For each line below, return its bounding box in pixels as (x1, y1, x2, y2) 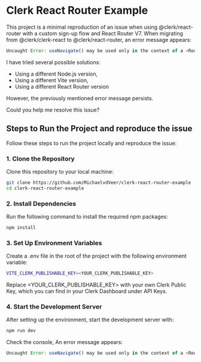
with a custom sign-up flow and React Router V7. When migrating (22, 29, 184, 37)
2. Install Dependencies (6, 199, 77, 207)
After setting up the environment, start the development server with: (6, 316, 174, 324)
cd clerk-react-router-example (6, 185, 84, 191)
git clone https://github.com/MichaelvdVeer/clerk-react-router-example (6, 179, 191, 186)
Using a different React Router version (14, 83, 109, 90)
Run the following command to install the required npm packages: (6, 213, 169, 220)
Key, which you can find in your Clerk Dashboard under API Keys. (6, 288, 167, 295)
